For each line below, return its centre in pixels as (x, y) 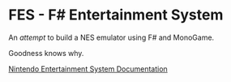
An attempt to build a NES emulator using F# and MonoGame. (111, 37)
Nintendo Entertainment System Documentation (88, 69)
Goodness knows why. (46, 53)
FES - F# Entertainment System (116, 15)
